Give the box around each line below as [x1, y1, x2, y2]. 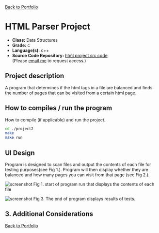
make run [5, 135, 23, 140]
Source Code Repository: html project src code [12, 52, 108, 58]
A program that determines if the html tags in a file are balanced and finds [5, 84, 153, 90]
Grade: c [12, 42, 30, 48]
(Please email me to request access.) [12, 58, 86, 64]
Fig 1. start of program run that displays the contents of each [33, 182, 155, 187]
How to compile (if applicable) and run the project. [5, 116, 106, 123]
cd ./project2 [5, 126, 34, 131]
